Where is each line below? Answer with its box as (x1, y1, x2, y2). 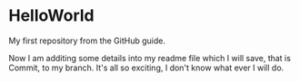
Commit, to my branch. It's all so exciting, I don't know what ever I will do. (8, 62, 285, 73)
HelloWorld (8, 5, 95, 26)
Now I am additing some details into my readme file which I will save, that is (8, 52, 292, 63)
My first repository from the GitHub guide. (8, 35, 165, 46)
